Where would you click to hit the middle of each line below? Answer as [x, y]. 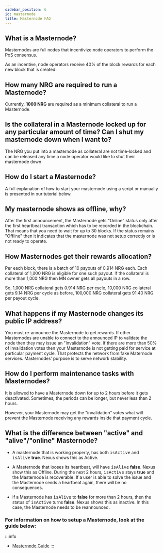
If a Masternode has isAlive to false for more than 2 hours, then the [81, 497]
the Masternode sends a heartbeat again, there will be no [69, 482]
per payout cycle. [22, 298]
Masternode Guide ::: [33, 546]
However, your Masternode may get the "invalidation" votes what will [74, 412]
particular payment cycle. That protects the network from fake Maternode [79, 353]
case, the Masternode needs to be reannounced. [61, 507]
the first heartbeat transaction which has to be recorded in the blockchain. [79, 226]
